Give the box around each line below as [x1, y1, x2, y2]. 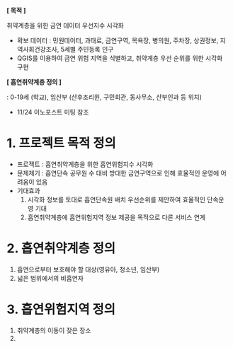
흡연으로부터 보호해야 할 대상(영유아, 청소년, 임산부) [16, 265, 160, 274]
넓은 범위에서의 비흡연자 [16, 274, 84, 282]
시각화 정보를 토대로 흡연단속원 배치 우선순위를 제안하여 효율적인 [27, 195, 206, 204]
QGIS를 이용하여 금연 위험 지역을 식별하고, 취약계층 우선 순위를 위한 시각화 [16, 54, 223, 62]
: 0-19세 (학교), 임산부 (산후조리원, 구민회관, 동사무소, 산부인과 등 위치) [6, 93, 203, 101]
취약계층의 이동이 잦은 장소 [16, 326, 91, 335]
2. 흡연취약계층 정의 [6, 240, 116, 257]
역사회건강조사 [16, 45, 57, 53]
